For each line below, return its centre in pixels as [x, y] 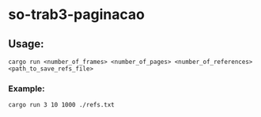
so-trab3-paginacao [76, 15]
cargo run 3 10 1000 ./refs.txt [61, 105]
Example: [26, 89]
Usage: [26, 44]
